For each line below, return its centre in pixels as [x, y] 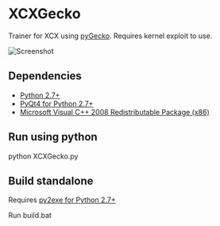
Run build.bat [30, 216]
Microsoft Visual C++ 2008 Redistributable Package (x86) [115, 112]
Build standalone [51, 180]
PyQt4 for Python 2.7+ [56, 103]
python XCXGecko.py [43, 156]
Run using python [53, 137]
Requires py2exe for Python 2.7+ [62, 200]
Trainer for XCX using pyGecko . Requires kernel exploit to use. [110, 36]
